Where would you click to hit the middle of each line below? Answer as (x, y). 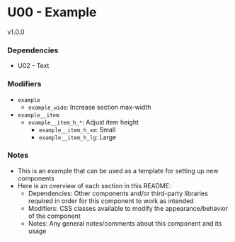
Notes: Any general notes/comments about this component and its (125, 223)
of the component (54, 216)
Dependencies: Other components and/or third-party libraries (118, 193)
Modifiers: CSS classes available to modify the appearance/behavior (128, 208)
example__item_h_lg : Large (78, 137)
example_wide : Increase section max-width (90, 107)
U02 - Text (33, 66)
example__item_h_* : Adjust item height (84, 122)
